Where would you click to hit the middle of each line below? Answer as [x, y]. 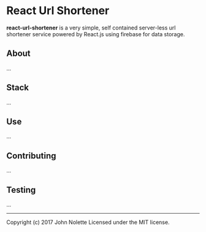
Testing [21, 190]
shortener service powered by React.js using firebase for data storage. [96, 34]
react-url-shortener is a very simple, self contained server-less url [91, 28]
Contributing [31, 156]
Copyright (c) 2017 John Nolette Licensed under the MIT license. [88, 222]
